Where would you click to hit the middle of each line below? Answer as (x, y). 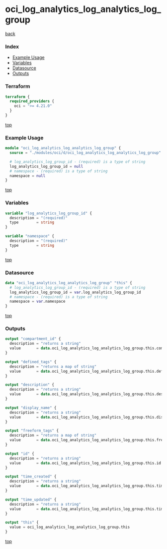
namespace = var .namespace (38, 301)
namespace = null (28, 176)
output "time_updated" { (31, 500)
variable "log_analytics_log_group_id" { (49, 213)
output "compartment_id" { (33, 339)
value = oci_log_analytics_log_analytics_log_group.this (70, 527)
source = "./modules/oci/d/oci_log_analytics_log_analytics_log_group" (85, 153)
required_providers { (32, 101)
